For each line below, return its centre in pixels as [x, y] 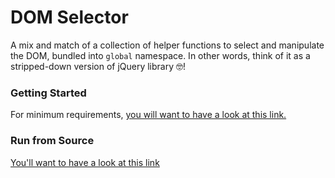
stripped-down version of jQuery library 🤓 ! [98, 66]
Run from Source [52, 141]
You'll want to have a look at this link [85, 162]
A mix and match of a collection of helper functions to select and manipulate [167, 45]
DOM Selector [69, 17]
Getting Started [48, 93]
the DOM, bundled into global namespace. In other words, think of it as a [160, 55]
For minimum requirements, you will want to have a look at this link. [148, 115]
